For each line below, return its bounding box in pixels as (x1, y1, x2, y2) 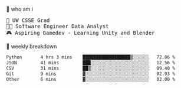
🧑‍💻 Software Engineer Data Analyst (6, 23, 109, 30)
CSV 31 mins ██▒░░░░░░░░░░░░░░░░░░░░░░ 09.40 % (6, 65, 176, 71)
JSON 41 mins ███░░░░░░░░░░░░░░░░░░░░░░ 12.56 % (6, 60, 176, 66)
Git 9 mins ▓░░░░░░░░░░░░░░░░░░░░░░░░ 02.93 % (6, 71, 176, 77)
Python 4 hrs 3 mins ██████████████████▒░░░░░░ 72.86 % (6, 54, 176, 60)
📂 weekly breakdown (6, 43, 57, 50)
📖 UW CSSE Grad (6, 17, 50, 24)
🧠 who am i (6, 6, 34, 12)
